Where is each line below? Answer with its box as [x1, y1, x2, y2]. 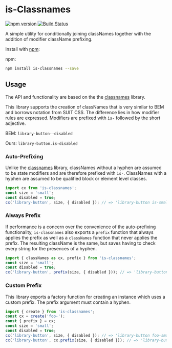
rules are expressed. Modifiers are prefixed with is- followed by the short [5, 115, 161, 121]
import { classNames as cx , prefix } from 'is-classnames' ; [5, 255, 137, 261]
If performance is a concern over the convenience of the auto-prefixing [5, 224, 156, 230]
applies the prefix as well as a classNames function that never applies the [5, 234, 158, 241]
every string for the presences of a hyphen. [5, 245, 97, 251]
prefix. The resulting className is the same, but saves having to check [5, 240, 156, 246]
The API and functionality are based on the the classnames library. [5, 94, 146, 100]
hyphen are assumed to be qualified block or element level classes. [5, 175, 147, 181]
